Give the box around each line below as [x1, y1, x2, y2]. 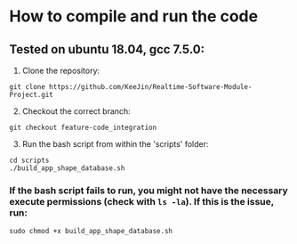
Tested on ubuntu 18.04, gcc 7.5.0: [9, 42, 205, 57]
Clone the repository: [21, 65, 100, 76]
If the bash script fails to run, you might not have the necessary [9, 184, 289, 197]
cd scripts [9, 156, 50, 165]
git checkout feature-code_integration [9, 123, 157, 132]
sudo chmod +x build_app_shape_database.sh [9, 227, 173, 236]
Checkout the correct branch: [21, 106, 131, 117]
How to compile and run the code [9, 6, 259, 27]
